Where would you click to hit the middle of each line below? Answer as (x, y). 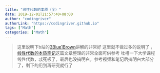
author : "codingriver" (28, 19)
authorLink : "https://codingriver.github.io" (52, 23)
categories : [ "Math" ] (27, 32)
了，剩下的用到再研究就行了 (45, 65)
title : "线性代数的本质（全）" (33, 10)
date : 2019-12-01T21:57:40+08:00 (39, 14)
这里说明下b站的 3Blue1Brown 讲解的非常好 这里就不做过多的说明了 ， (86, 47)
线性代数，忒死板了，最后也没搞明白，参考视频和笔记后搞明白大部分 (85, 59)
